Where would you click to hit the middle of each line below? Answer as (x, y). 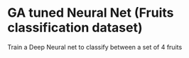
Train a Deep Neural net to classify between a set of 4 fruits (95, 47)
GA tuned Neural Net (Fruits (91, 13)
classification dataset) (75, 28)
